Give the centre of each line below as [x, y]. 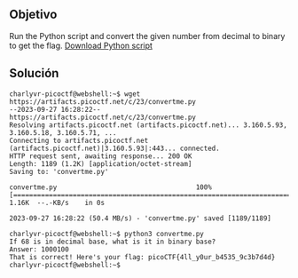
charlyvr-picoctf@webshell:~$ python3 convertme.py [106, 234]
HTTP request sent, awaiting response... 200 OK [101, 156]
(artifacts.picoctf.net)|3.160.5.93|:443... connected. [114, 148]
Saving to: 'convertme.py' [59, 171]
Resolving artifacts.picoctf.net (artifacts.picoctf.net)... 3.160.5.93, [149, 125]
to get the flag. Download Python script [81, 45]
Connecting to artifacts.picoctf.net [79, 140]
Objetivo [33, 15]
